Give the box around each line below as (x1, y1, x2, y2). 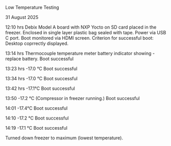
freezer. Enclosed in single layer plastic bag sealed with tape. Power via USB (5, 30, 166, 35)
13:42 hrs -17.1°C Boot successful (5, 85, 75, 91)
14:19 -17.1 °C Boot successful (5, 125, 68, 131)
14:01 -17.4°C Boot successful (5, 105, 68, 111)
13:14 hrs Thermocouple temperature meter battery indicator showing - (5, 51, 155, 56)
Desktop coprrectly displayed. (5, 40, 69, 46)
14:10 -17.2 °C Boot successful (5, 115, 69, 121)
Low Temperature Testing (5, 5, 60, 10)
